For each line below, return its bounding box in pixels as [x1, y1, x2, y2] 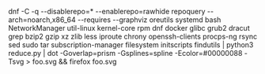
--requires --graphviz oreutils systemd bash [78, 15, 221, 24]
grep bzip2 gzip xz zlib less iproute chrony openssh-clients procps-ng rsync [8, 31, 258, 41]
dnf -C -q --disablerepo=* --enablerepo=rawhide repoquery [8, 7, 206, 16]
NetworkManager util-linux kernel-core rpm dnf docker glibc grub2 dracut [8, 24, 251, 32]
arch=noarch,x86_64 [8, 15, 77, 24]
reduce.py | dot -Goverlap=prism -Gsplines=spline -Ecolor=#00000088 [8, 49, 243, 57]
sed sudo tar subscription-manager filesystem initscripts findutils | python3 [8, 40, 254, 50]
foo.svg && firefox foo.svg [32, 57, 117, 66]
